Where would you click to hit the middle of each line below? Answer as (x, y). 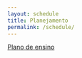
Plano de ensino (31, 47)
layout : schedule (33, 14)
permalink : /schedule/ (41, 27)
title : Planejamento (38, 21)
